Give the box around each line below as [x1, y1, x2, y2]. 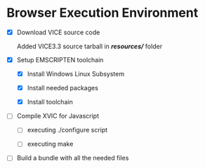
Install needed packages [27, 84, 99, 92]
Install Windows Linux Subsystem [27, 70, 124, 78]
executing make [27, 140, 74, 148]
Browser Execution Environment [6, 5, 199, 21]
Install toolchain [27, 98, 73, 106]
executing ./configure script [27, 126, 108, 134]
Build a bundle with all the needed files [16, 154, 129, 162]
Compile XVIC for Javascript [16, 112, 100, 120]
